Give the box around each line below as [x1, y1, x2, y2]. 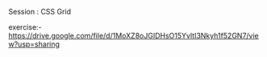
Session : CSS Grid [8, 7, 71, 16]
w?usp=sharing [8, 39, 60, 49]
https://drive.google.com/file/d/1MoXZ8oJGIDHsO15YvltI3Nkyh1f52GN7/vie [8, 31, 260, 40]
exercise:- [8, 22, 42, 31]
